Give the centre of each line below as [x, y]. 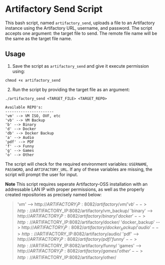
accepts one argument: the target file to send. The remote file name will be [81, 33]
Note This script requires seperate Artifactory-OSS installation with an [76, 184]
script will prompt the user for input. [41, 175]
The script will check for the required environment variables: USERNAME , [77, 164]
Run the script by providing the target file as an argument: [71, 89]
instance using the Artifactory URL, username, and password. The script [79, 28]
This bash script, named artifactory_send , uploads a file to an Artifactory [80, 23]
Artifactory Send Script [54, 9]
